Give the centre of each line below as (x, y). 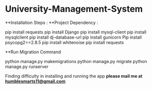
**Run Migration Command (33, 52)
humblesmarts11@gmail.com (35, 81)
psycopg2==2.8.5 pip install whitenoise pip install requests (64, 42)
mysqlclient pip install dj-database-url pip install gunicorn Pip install (74, 37)
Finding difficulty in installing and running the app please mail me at (74, 76)
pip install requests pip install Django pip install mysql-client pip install (76, 32)
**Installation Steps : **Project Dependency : (52, 22)
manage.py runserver (27, 67)
